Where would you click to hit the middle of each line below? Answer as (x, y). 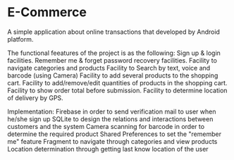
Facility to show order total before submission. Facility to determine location (117, 90)
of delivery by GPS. (35, 98)
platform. (20, 39)
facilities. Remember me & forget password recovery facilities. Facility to (112, 60)
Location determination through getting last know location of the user (108, 149)
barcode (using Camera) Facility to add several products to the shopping (113, 75)
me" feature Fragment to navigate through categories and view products (112, 141)
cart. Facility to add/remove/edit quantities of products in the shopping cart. (117, 82)
